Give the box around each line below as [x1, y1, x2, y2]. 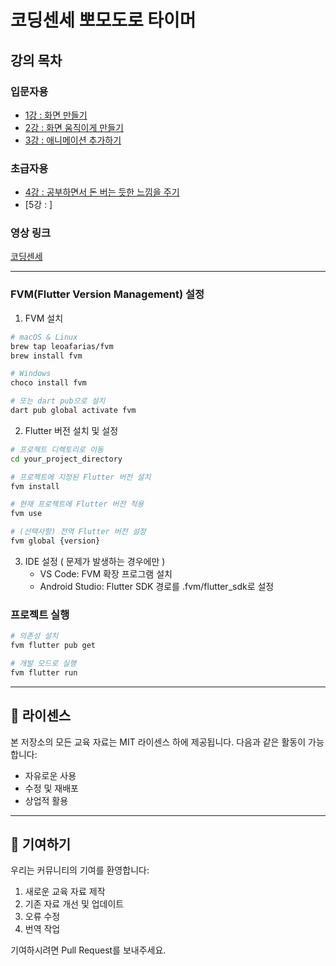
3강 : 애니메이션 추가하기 [24, 134, 122, 146]
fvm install [10, 481, 60, 491]
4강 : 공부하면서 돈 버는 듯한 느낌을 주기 [24, 186, 180, 198]
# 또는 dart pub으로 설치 [10, 396, 106, 406]
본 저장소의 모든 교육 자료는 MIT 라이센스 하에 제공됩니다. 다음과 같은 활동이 [10, 736, 307, 748]
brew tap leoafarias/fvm [10, 341, 114, 351]
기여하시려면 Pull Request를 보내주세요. [10, 944, 167, 956]
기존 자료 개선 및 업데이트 [24, 898, 125, 910]
